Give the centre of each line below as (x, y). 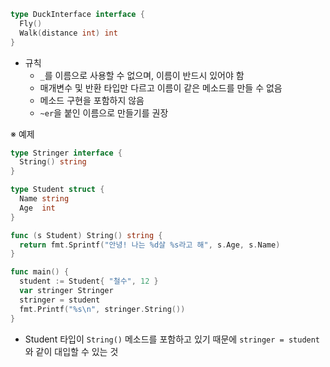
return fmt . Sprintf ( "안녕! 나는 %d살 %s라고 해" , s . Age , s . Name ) (150, 245)
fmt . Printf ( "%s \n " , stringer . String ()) (102, 309)
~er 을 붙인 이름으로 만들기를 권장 (104, 112)
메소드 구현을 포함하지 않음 (92, 100)
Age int (37, 208)
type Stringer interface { (66, 153)
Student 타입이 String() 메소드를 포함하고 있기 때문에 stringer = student (172, 339)
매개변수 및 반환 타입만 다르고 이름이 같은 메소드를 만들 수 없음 (161, 87)
